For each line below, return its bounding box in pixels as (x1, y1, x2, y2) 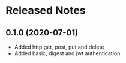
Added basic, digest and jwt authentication (14, 50, 121, 57)
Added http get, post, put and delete (14, 43, 104, 50)
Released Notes (5, 4, 86, 17)
